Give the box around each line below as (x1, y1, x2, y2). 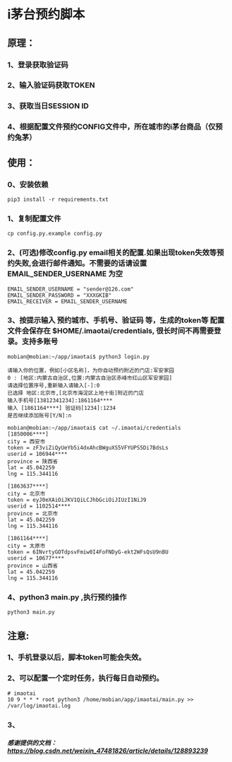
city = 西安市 (7, 438, 46, 445)
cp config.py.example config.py (7, 230, 102, 238)
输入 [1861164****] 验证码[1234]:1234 (7, 404, 116, 411)
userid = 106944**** (7, 450, 68, 457)
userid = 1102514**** (7, 503, 71, 510)
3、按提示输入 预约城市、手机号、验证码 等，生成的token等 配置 (7, 315, 225, 325)
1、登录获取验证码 (7, 59, 68, 69)
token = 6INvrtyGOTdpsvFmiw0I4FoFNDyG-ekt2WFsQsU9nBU (7, 549, 169, 556)
